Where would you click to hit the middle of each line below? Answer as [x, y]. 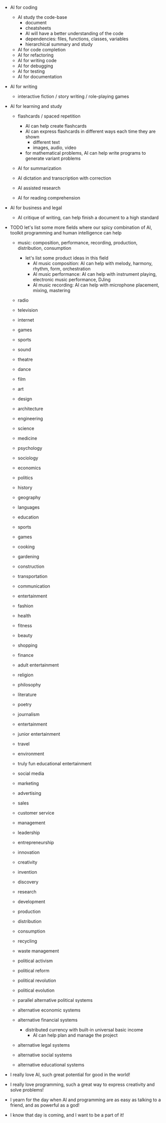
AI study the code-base [42, 17]
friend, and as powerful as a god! [45, 1105]
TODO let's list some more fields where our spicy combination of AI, [81, 227]
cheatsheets [38, 28]
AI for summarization [40, 168]
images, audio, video [55, 148]
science [26, 428]
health [24, 616]
